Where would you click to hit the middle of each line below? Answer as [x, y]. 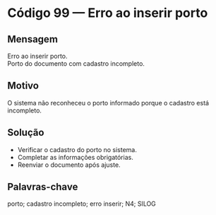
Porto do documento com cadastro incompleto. [76, 64]
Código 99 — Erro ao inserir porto [108, 13]
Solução [26, 133]
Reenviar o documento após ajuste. [69, 165]
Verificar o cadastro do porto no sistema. [77, 149]
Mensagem [33, 39]
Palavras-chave [43, 187]
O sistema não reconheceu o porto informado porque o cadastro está [108, 103]
